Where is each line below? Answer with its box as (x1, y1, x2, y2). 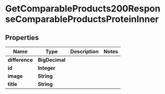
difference (7, 57, 33, 63)
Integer (37, 65, 56, 71)
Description (70, 48, 99, 55)
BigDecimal (37, 57, 66, 63)
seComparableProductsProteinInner (5, 13, 159, 25)
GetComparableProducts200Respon (5, 3, 161, 14)
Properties (5, 33, 39, 42)
